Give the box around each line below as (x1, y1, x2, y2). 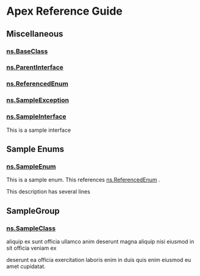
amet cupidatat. (6, 263, 46, 270)
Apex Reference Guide (6, 4, 123, 18)
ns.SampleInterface (6, 112, 66, 121)
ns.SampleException (6, 96, 69, 104)
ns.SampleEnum (6, 162, 56, 170)
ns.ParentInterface (6, 63, 64, 71)
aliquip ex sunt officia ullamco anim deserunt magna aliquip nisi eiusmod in (6, 238, 195, 245)
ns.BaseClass (6, 47, 48, 56)
